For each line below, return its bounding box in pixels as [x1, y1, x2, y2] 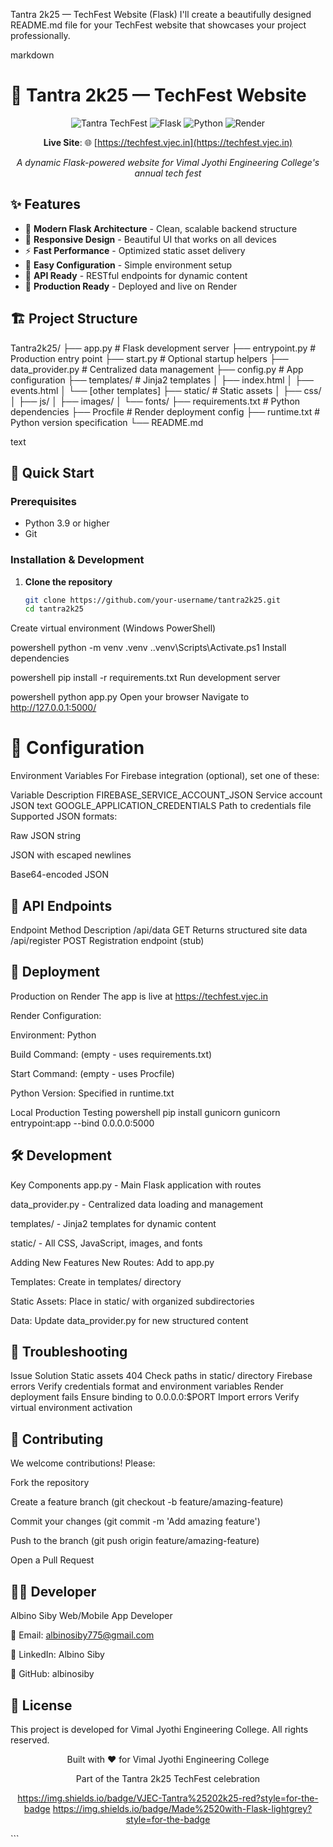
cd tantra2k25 [24, 604, 84, 614]
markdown [10, 49, 55, 61]
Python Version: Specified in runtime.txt [10, 1087, 175, 1099]
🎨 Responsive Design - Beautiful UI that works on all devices [24, 233, 277, 245]
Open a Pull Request [10, 1554, 95, 1566]
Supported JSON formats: [10, 810, 118, 823]
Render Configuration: [10, 1009, 102, 1021]
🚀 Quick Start [10, 464, 95, 481]
